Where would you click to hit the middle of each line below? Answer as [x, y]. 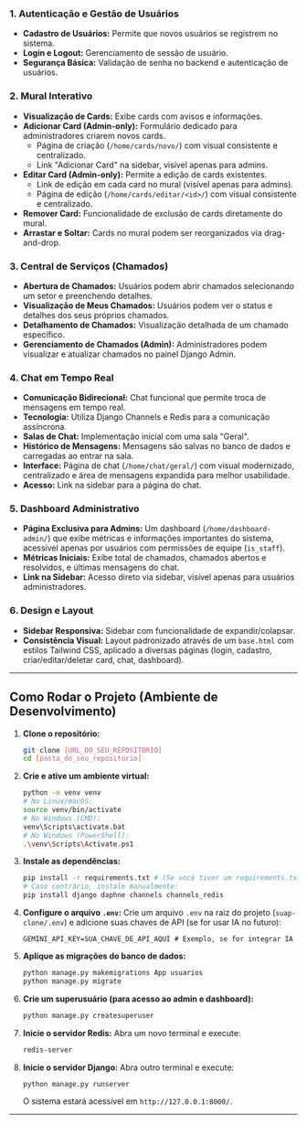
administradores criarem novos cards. [94, 135]
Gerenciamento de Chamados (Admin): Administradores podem [145, 344]
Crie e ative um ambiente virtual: [86, 776]
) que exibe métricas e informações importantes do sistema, [160, 539]
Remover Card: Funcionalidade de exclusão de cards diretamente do [153, 213]
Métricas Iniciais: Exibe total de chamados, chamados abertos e [144, 558]
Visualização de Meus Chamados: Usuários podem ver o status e [148, 305]
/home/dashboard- [238, 530]
